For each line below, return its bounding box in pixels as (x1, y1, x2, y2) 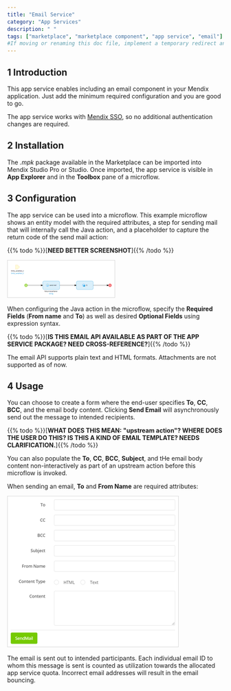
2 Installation (7, 140, 64, 151)
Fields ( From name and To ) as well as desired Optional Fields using (7, 311, 200, 320)
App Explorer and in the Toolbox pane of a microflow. (7, 173, 160, 181)
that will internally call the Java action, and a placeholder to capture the (7, 226, 210, 234)
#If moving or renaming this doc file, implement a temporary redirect (7, 40, 217, 47)
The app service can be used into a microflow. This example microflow (7, 210, 208, 219)
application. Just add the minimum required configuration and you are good (7, 91, 221, 100)
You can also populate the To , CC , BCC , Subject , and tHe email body (7, 454, 203, 463)
